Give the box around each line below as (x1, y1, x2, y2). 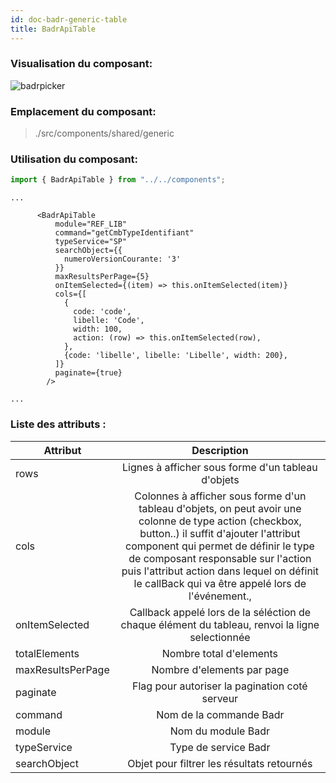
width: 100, (73, 324, 123, 335)
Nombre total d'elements (161, 646, 278, 660)
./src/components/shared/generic (34, 127, 175, 140)
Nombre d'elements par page (151, 662, 290, 676)
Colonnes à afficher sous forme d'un (134, 489, 307, 503)
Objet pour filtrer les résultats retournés (127, 756, 313, 770)
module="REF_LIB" (54, 219, 128, 230)
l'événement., (188, 589, 252, 603)
